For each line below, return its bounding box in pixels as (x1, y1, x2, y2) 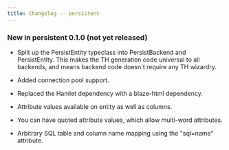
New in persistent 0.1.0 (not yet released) (7, 32, 148, 42)
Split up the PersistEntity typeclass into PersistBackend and (17, 48, 186, 56)
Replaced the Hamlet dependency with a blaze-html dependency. (17, 89, 203, 97)
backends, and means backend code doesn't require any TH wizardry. (17, 62, 217, 71)
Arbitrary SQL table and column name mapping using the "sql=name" (17, 129, 214, 137)
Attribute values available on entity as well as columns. (17, 102, 173, 110)
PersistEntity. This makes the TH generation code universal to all (17, 55, 200, 64)
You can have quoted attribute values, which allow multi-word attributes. (17, 116, 223, 124)
